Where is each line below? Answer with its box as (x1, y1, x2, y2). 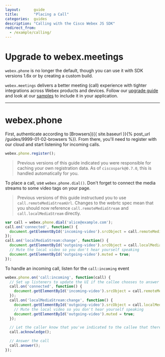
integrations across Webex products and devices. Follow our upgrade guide (5, 87, 159, 94)
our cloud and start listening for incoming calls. (5, 141, 101, 147)
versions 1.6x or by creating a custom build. (5, 72, 93, 79)
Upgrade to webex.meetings (5, 51, 124, 63)
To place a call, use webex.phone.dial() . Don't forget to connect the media (5, 180, 156, 186)
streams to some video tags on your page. (5, 185, 91, 191)
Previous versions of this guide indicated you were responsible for (17, 160, 151, 165)
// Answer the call (9, 338, 50, 344)
